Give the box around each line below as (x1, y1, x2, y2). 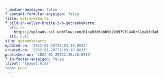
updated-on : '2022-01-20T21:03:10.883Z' (5, 43, 88, 48)
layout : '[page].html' (5, 61, 51, 66)
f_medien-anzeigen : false (5, 7, 57, 12)
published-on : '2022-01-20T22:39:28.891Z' (5, 52, 92, 57)
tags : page (5, 66, 27, 71)
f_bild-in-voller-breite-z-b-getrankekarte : (5, 20, 97, 26)
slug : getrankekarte (5, 39, 47, 44)
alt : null (9, 34, 29, 39)
